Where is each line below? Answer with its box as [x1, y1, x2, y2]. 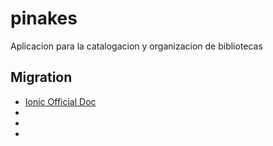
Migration [10, 69, 73, 86]
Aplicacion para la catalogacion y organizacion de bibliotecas [10, 40, 263, 52]
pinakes [10, 7, 78, 30]
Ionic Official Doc [24, 95, 97, 107]
